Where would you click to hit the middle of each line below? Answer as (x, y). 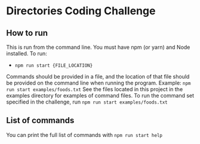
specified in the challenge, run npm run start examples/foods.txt (87, 102)
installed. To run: (27, 54)
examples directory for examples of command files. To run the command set (100, 96)
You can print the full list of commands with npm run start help (84, 134)
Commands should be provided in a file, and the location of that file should (98, 76)
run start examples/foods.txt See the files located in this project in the (95, 89)
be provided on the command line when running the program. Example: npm (99, 83)
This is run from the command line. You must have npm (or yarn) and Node (98, 47)
